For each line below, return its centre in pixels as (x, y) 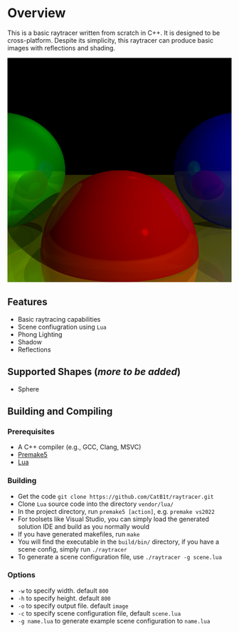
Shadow (30, 342)
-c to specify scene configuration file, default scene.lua (99, 613)
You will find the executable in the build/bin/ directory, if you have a (118, 542)
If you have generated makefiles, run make (79, 534)
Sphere (28, 389)
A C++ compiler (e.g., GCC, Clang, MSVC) (79, 447)
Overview (37, 13)
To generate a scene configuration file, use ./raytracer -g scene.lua (120, 557)
